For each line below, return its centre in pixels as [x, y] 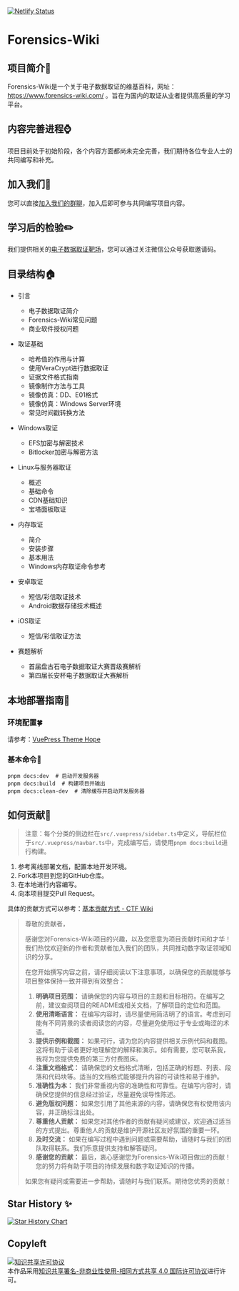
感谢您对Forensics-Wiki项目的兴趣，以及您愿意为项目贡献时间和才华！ [128, 939]
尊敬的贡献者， [47, 924]
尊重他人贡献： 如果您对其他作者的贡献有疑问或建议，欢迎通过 [127, 1122]
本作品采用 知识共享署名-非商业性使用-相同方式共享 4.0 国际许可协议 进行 [113, 1271]
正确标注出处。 [76, 1112]
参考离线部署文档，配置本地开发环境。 [74, 867]
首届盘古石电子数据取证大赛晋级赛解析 [85, 667]
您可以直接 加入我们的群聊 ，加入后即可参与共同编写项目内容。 [98, 203]
